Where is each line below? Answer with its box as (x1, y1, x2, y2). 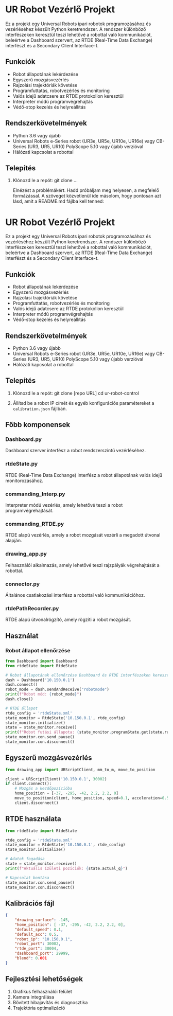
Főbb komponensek (5, 420, 71, 429)
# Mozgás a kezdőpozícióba (14, 786, 73, 791)
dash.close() (5, 697, 33, 702)
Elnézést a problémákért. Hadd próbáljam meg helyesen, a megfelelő (12, 187, 160, 193)
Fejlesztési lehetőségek (5, 975, 83, 984)
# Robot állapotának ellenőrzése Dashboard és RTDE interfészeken (5, 672, 151, 678)
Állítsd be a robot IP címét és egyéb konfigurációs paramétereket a (12, 400, 154, 406)
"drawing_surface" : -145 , (14, 917, 71, 923)
